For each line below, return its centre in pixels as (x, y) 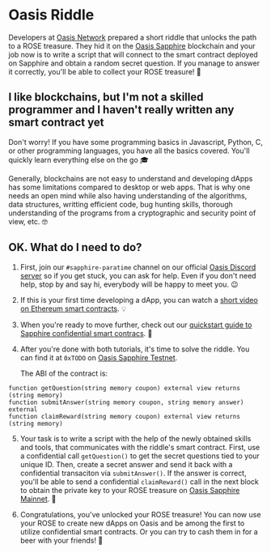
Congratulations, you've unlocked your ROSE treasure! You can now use (140, 514)
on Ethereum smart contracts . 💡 (73, 308)
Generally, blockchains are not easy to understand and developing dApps (131, 178)
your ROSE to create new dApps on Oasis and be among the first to (132, 523)
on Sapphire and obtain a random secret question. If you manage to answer (134, 63)
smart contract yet (56, 123)
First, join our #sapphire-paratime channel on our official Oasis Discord (138, 267)
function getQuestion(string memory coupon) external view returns (125, 388)
